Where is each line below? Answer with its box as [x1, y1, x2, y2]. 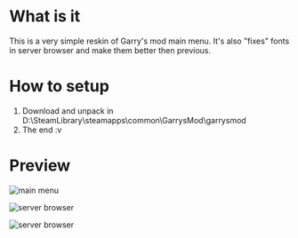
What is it [9, 6, 81, 27]
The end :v [21, 124, 62, 135]
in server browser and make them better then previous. [9, 44, 212, 55]
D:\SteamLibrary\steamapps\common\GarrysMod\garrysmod [21, 115, 246, 125]
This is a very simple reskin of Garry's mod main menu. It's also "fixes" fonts [9, 36, 290, 46]
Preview [9, 155, 71, 176]
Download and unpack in [21, 105, 114, 116]
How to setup [9, 76, 109, 97]
